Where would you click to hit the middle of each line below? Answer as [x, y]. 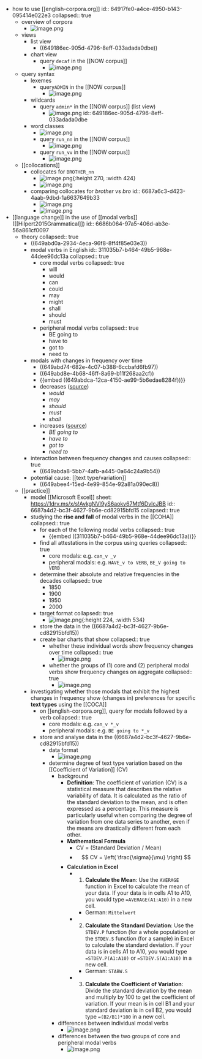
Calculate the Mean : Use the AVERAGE [132, 880]
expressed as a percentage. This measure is [123, 809]
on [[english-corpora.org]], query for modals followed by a [114, 711]
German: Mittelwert [111, 912]
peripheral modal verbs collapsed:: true [89, 328]
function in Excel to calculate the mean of [137, 886]
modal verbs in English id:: [64, 250]
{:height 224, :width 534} [113, 620]
